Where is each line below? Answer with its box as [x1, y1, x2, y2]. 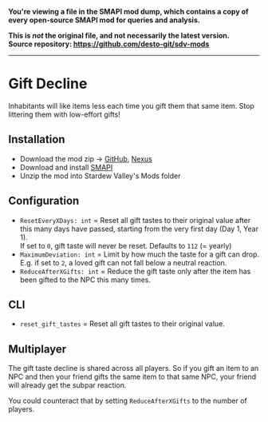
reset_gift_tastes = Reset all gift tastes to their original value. [19, 319, 225, 328]
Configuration [8, 194, 80, 208]
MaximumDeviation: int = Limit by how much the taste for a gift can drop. [19, 249, 260, 259]
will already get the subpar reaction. [8, 380, 127, 390]
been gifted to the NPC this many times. [19, 275, 152, 285]
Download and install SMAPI [19, 162, 113, 172]
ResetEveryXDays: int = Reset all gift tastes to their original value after [19, 215, 251, 225]
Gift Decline [8, 75, 88, 93]
